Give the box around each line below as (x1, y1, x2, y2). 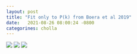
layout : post (6, 8, 39, 15)
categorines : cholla (6, 25, 58, 31)
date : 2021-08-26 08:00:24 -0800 (6, 20, 95, 26)
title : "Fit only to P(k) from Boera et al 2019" (6, 14, 132, 20)
